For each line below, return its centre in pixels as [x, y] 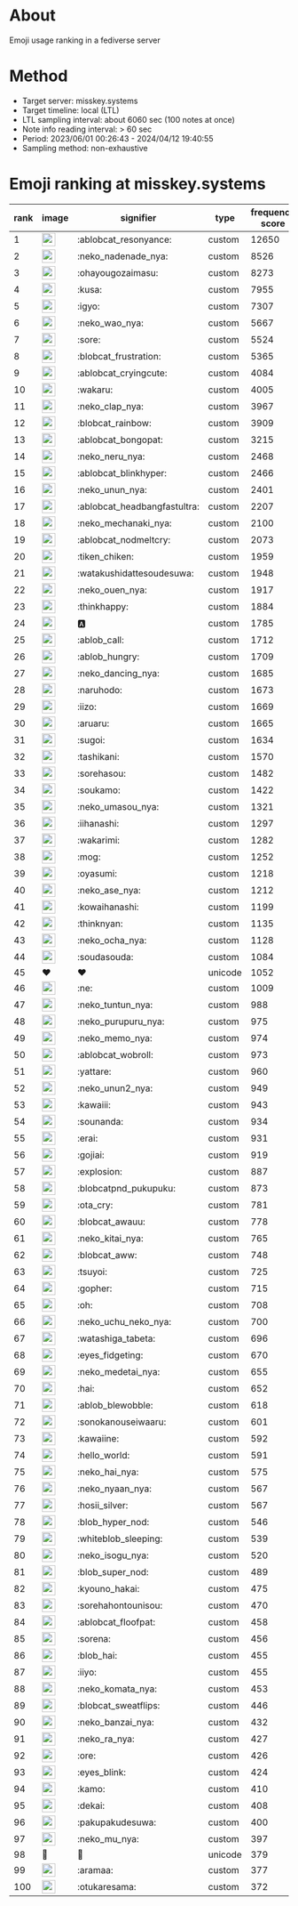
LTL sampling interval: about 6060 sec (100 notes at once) [128, 119]
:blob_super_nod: [113, 1571]
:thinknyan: [100, 924]
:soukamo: [99, 790]
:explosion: [99, 1171]
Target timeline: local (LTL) [71, 110]
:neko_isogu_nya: [113, 1555]
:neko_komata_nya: [117, 1689]
